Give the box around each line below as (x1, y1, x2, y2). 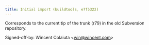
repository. (5, 25, 27, 31)
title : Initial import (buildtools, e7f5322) (5, 7, 99, 12)
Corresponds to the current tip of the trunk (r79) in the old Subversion (5, 20, 145, 26)
